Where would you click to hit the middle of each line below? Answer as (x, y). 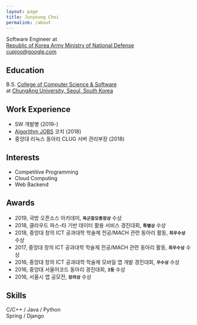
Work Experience (39, 109)
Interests (23, 157)
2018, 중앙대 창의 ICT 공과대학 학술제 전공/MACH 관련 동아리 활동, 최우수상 (100, 233)
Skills (16, 296)
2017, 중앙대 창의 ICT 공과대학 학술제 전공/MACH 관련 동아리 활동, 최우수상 (100, 247)
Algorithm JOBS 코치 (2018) (48, 131)
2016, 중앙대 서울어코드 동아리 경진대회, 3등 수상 (70, 269)
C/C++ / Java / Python (33, 310)
